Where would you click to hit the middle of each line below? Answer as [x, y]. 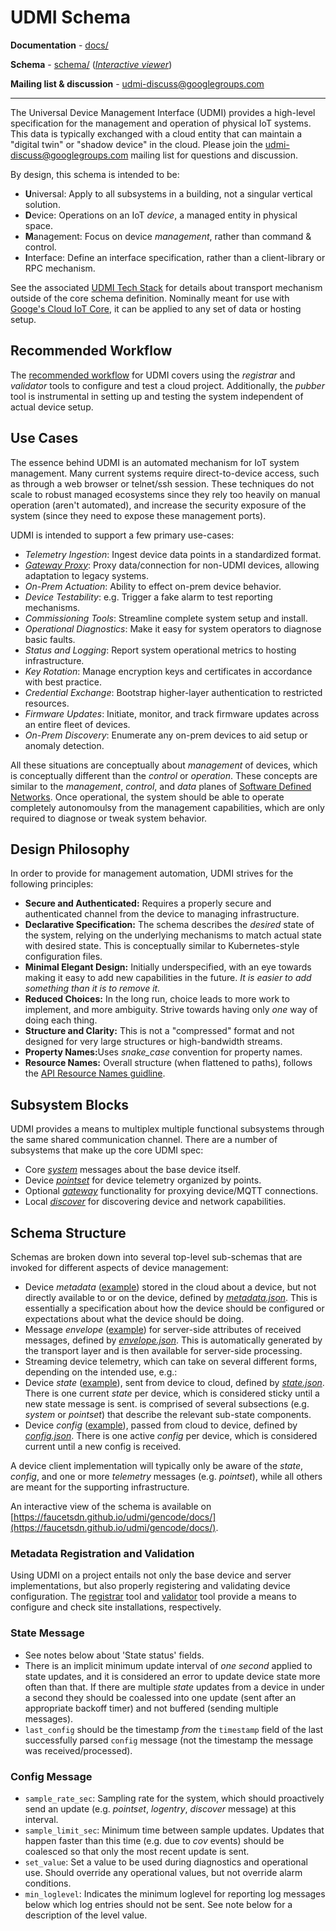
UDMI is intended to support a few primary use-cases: [122, 535]
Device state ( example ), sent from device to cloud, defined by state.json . [174, 1382]
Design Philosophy [70, 849]
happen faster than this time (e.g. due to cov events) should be [154, 1840]
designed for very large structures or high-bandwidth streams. [153, 1042]
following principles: [52, 884]
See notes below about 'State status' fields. [114, 1655]
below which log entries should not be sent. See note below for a [158, 1904]
